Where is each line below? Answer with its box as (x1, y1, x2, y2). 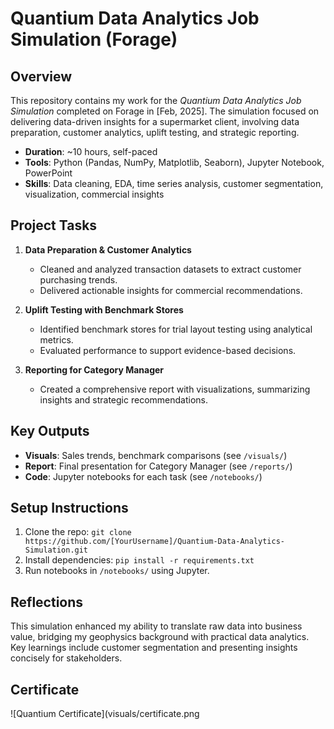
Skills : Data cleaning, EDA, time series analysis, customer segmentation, (24, 178, 324, 189)
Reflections (10, 593, 84, 611)
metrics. (39, 333, 74, 346)
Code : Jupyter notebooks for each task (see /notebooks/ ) (24, 470, 263, 482)
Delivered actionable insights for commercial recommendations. (39, 284, 303, 296)
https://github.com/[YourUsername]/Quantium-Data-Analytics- (24, 537, 286, 547)
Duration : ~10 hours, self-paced (24, 146, 158, 157)
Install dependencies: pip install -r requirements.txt (24, 554, 255, 566)
